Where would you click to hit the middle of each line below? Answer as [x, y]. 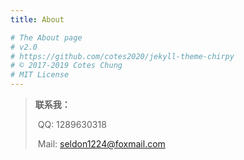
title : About [37, 19]
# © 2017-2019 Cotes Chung [66, 66]
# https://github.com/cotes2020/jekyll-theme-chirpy [122, 56]
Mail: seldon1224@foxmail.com [101, 144]
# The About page [46, 37]
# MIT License [40, 75]
